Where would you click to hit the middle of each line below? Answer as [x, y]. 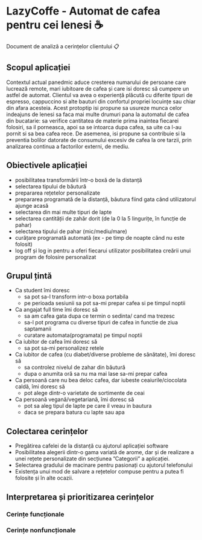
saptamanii [38, 329]
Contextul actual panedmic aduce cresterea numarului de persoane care [96, 82]
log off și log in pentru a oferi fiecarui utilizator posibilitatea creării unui [103, 250]
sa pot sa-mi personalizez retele [64, 348]
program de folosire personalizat [55, 257]
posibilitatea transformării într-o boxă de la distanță [78, 180]
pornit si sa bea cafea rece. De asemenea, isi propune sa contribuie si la [96, 133]
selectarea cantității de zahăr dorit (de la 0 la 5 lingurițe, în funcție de [100, 218]
